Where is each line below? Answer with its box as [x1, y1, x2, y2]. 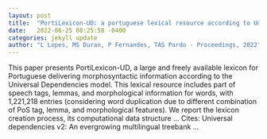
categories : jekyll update [8, 33, 98, 42]
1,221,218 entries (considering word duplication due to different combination [8, 97, 257, 106]
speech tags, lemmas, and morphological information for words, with [8, 88, 234, 98]
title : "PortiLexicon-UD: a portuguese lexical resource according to [8, 19, 250, 27]
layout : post [8, 11, 52, 20]
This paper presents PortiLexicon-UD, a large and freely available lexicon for [8, 63, 258, 72]
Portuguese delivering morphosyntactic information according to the [8, 71, 233, 81]
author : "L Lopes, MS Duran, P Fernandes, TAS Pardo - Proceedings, [8, 41, 240, 49]
